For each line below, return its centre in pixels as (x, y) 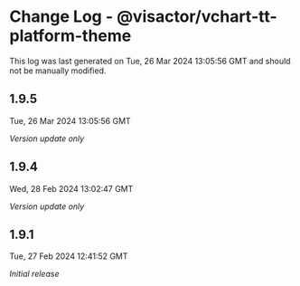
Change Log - (61, 17)
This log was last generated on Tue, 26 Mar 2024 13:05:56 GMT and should (150, 61)
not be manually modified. (58, 71)
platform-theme (70, 36)
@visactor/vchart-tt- (197, 17)
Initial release (34, 274)
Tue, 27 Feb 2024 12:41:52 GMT (69, 256)
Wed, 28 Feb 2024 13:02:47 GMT (71, 188)
